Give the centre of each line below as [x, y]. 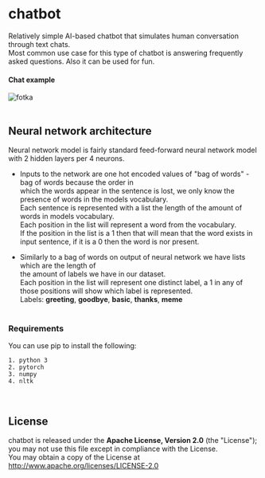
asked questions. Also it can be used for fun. [82, 61]
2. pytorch [26, 367]
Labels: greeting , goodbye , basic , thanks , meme [101, 299]
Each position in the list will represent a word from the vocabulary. [128, 225]
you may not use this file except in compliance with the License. [113, 449]
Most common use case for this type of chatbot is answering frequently [126, 53]
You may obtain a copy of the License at [74, 457]
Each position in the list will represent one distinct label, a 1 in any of [131, 282]
